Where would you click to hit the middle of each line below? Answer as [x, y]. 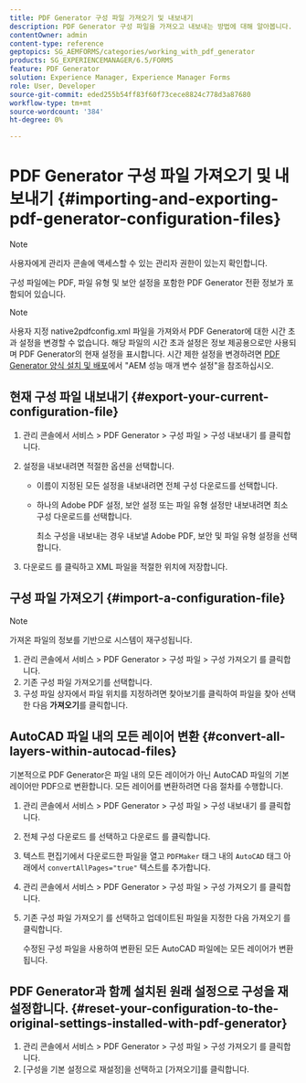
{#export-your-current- [200, 397]
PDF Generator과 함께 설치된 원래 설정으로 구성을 [142, 991]
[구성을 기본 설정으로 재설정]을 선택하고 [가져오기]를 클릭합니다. [136, 1069]
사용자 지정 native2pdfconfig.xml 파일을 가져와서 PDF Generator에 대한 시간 [148, 331]
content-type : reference [57, 43]
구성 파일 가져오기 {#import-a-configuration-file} [148, 599]
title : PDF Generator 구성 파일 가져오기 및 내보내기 [101, 18]
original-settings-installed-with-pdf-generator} [148, 1023]
